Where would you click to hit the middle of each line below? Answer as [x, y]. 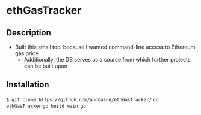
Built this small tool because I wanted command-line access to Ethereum [105, 47]
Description [29, 33]
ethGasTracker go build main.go [46, 106]
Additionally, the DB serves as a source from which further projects [107, 60]
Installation [28, 85]
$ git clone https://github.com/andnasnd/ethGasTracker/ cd [82, 99]
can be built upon [46, 66]
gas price [27, 53]
